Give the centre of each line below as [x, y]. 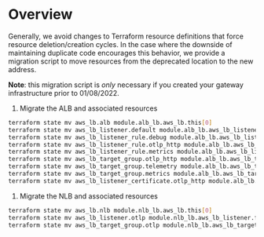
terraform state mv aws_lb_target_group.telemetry [93, 166]
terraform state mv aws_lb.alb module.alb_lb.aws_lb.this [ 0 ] [110, 122]
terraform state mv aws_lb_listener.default [82, 130]
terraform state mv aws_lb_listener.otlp [77, 217]
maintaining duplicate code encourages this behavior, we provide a [117, 53]
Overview [40, 15]
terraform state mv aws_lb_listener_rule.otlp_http [94, 144]
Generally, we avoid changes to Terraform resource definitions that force [126, 36]
